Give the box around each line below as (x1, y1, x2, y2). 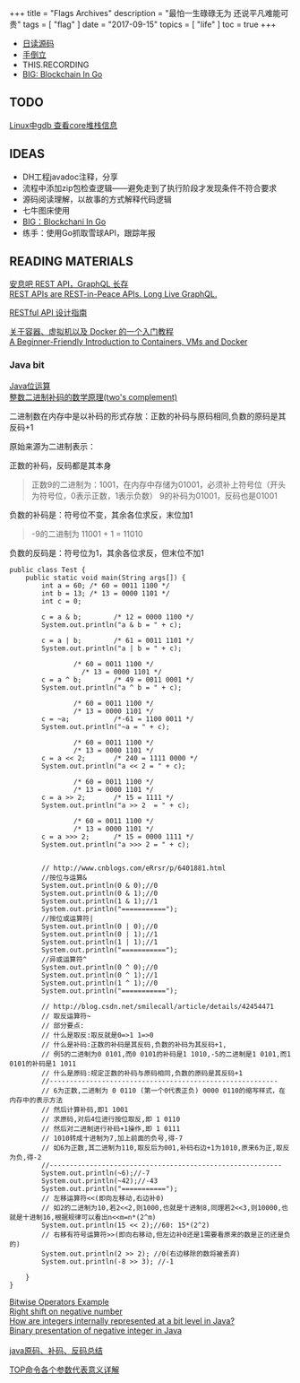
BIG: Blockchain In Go (21, 69, 103, 79)
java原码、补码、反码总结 (9, 1344, 103, 1356)
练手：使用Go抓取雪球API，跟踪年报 (21, 227, 156, 238)
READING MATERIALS (9, 254, 134, 269)
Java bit (9, 359, 45, 371)
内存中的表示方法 (9, 1095, 64, 1105)
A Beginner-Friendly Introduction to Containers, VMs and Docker (9, 336, 248, 347)
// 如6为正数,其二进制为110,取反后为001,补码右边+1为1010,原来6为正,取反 (41, 1143, 290, 1152)
